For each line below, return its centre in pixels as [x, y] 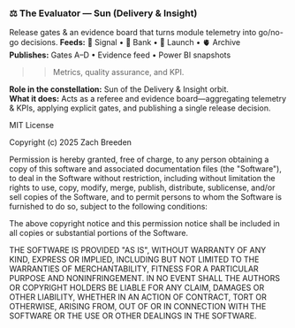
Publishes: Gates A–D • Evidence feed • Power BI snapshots [120, 55]
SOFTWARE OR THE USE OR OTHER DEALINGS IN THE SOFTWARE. [133, 316]
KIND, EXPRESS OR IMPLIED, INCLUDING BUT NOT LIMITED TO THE [134, 260]
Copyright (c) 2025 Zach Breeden [71, 142]
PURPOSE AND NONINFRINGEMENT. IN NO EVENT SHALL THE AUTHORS [145, 278]
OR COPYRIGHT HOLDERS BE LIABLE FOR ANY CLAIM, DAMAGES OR [137, 288]
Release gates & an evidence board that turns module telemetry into [133, 33]
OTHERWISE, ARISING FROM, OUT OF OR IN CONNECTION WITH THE [138, 307]
